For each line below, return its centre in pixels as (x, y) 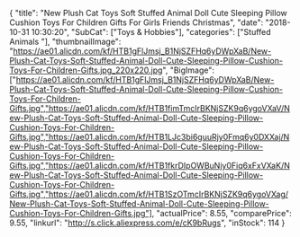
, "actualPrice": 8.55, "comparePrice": (222, 213)
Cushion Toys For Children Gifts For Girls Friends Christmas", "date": (136, 22)
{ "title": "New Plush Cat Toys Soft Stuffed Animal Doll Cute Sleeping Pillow (148, 13)
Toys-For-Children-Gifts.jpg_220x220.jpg (86, 70)
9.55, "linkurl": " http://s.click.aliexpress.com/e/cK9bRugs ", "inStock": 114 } (147, 223)
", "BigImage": (188, 70)
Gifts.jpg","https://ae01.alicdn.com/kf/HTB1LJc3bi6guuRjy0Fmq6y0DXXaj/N (150, 137)
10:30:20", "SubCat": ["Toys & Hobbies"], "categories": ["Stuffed (151, 32)
